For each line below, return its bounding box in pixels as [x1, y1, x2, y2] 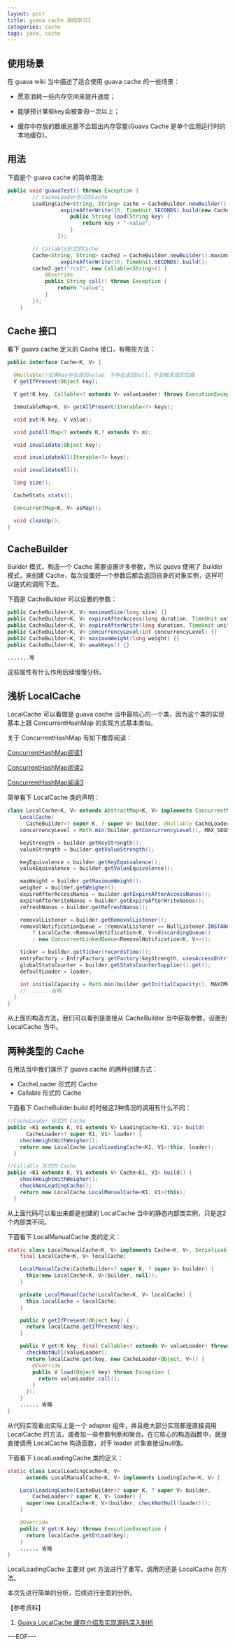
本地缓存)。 [17, 131, 51, 139]
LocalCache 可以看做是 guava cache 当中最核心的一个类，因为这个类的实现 [7, 710, 225, 719]
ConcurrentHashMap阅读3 [7, 778, 84, 787]
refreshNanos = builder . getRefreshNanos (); [20, 904, 149, 911]
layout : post [7, 10, 45, 18]
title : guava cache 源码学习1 [7, 17, 91, 24]
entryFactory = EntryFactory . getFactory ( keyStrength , [20, 955, 180, 962]
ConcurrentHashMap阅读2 [7, 763, 84, 772]
